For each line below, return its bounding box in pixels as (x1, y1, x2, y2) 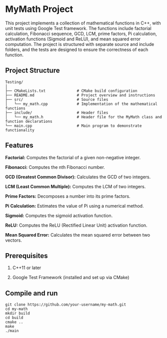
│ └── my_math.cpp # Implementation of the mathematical (5, 101, 157, 106)
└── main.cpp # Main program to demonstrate (5, 123, 142, 128)
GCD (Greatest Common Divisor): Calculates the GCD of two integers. (5, 174, 151, 180)
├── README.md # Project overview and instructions (5, 92, 155, 98)
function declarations (5, 119, 52, 124)
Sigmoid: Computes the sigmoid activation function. (5, 212, 113, 218)
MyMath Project (5, 3, 73, 15)
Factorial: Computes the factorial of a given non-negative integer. (5, 154, 141, 160)
